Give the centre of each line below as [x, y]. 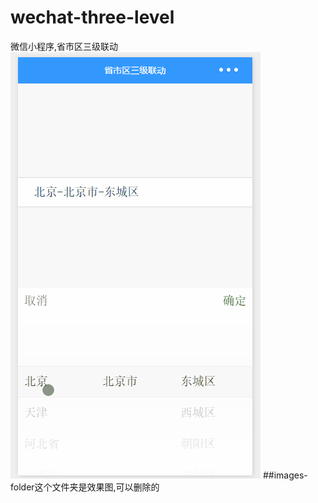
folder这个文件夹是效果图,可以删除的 [85, 487]
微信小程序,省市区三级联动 [64, 46]
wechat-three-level [92, 17]
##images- [285, 475]
